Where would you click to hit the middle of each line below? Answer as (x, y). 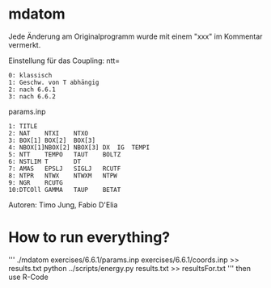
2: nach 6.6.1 (32, 90)
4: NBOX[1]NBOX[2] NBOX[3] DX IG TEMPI (79, 147)
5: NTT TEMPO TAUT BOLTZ (65, 154)
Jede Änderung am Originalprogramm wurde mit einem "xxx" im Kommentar (135, 36)
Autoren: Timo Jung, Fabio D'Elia (63, 205)
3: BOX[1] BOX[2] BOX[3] (52, 140)
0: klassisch (30, 75)
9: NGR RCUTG (36, 182)
